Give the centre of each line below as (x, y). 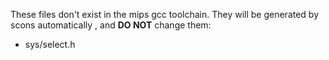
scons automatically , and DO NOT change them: (111, 25)
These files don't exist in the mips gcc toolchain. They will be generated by (165, 14)
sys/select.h (50, 44)
